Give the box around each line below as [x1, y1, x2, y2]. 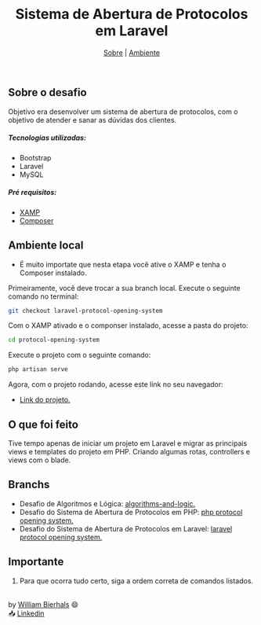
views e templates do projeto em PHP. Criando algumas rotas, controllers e [8, 447, 251, 456]
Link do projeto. [19, 395, 71, 405]
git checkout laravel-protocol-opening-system [8, 307, 163, 314]
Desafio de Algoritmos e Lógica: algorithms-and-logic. [19, 498, 196, 508]
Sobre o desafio [8, 86, 88, 99]
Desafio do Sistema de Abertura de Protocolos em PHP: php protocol [19, 507, 243, 517]
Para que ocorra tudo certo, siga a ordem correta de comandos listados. [19, 575, 253, 586]
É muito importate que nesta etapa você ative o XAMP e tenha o [19, 259, 227, 269]
